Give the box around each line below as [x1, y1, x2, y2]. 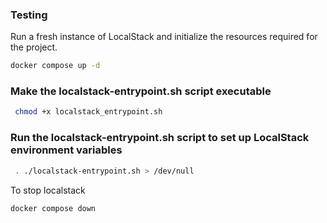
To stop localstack [10, 184, 86, 196]
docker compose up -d [10, 61, 101, 71]
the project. [10, 41, 58, 53]
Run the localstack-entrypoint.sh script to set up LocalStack [10, 131, 310, 145]
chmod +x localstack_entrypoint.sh [14, 107, 163, 117]
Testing [10, 8, 48, 22]
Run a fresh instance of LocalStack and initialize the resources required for [10, 31, 318, 43]
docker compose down [10, 203, 97, 213]
